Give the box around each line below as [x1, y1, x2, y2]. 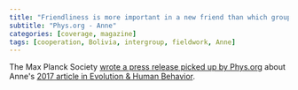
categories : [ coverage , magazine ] [9, 29, 137, 38]
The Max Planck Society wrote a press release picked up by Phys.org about [9, 62, 286, 72]
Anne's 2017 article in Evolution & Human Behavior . [9, 71, 195, 82]
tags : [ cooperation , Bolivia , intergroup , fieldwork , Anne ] [9, 37, 237, 47]
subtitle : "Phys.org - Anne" [9, 21, 117, 30]
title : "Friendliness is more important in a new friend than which [9, 12, 268, 22]
